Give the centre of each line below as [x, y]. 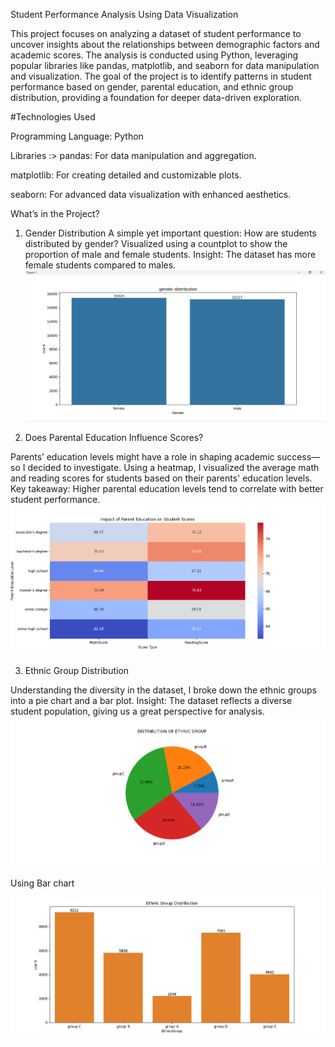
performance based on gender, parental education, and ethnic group [152, 87]
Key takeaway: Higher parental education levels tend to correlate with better [167, 489]
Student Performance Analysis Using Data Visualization [124, 14]
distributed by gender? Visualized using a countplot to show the [156, 243]
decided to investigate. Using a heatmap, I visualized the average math [173, 468]
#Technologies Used [53, 117]
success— [298, 457]
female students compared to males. [100, 265]
